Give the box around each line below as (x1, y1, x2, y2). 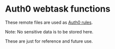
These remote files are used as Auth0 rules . (5, 19, 93, 25)
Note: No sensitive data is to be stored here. (5, 29, 94, 34)
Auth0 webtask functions (5, 3, 111, 15)
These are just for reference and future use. (5, 38, 93, 44)
